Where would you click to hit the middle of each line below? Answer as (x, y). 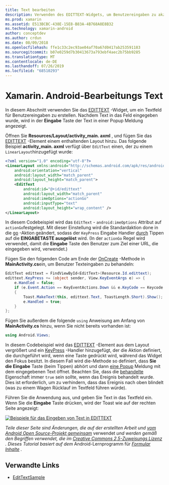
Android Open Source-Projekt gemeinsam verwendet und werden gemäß (81, 433)
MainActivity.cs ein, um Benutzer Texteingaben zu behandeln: (70, 264)
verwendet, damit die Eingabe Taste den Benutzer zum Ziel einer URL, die (82, 244)
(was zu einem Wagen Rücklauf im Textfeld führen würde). (66, 388)
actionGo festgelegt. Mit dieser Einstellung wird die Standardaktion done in (82, 228)
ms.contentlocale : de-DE (31, 62)
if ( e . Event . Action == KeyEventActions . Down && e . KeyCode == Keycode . (90, 288)
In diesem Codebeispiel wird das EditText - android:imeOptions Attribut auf (83, 222)
